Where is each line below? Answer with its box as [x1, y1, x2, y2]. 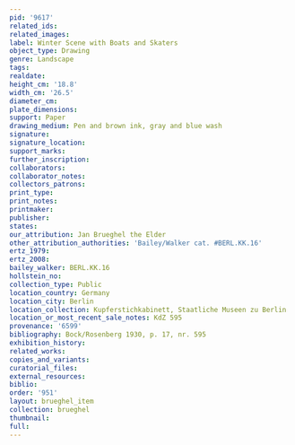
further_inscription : [9, 154, 91, 164]
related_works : [9, 346, 66, 355]
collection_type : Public [9, 280, 102, 289]
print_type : [9, 188, 54, 197]
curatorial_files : [9, 363, 78, 372]
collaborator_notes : [9, 171, 87, 180]
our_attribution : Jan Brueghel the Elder [9, 230, 167, 239]
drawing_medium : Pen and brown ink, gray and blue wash [9, 122, 222, 131]
